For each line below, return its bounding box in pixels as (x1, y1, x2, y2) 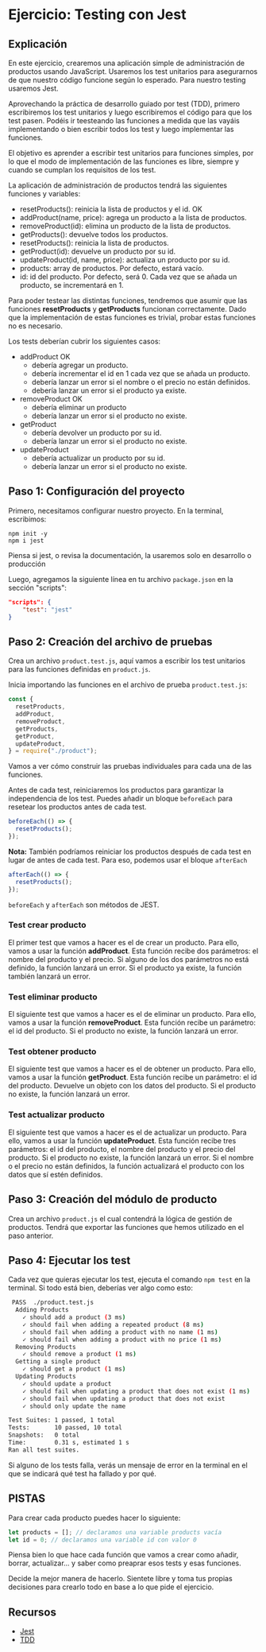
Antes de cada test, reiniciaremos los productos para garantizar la (8, 785, 224, 795)
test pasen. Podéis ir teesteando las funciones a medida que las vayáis (8, 116, 240, 125)
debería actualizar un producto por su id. (31, 453, 165, 463)
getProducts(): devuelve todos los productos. (19, 230, 168, 239)
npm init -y (8, 529, 48, 537)
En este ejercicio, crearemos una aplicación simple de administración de (8, 58, 245, 68)
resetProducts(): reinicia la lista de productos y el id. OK (19, 204, 202, 214)
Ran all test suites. (8, 1445, 80, 1454)
